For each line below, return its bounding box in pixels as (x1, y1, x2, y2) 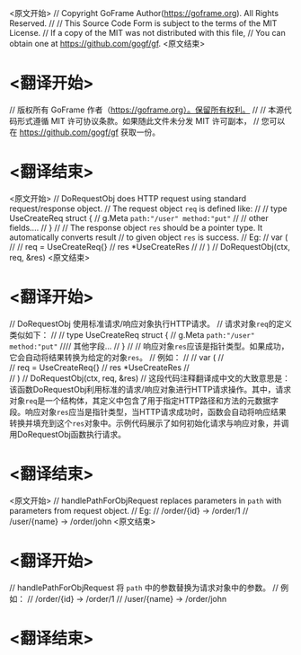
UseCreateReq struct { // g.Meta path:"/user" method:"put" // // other (9, 212, 269, 223)
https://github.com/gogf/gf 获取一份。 (19, 127, 160, 137)
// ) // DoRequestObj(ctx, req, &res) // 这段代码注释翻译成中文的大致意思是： (9, 372, 290, 384)
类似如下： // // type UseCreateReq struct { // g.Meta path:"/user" (9, 329, 255, 340)
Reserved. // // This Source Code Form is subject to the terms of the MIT (9, 18, 278, 29)
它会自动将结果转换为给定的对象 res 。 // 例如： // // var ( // (9, 351, 225, 362)
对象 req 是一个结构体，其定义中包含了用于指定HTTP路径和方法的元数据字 (9, 394, 279, 406)
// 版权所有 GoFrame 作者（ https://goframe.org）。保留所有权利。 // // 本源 (9, 104, 285, 115)
